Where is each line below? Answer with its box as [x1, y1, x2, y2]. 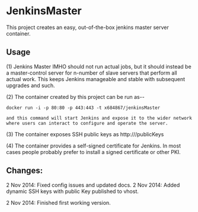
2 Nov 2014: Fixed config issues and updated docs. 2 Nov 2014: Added [6, 181, 180, 188]
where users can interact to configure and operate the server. [6, 120, 168, 126]
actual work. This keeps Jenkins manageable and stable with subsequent [6, 75, 186, 82]
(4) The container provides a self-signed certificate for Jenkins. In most [6, 142, 181, 149]
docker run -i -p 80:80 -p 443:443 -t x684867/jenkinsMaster [6, 105, 161, 111]
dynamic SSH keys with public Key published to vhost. [6, 188, 139, 195]
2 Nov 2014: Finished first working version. [6, 199, 111, 206]
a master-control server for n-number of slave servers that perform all [6, 69, 177, 76]
